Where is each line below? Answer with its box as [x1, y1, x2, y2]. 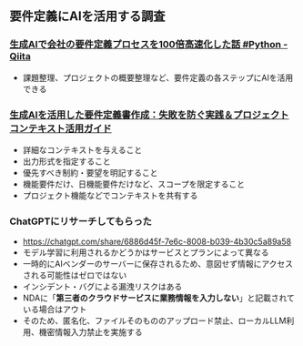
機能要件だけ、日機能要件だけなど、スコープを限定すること [22, 178, 246, 189]
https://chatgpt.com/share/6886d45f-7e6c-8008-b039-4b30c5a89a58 [22, 236, 292, 248]
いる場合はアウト [22, 304, 87, 315]
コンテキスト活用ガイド [9, 122, 112, 135]
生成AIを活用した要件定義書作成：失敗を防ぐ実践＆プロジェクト [9, 108, 289, 121]
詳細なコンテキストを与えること [22, 144, 143, 155]
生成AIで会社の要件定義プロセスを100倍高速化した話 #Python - [9, 38, 288, 51]
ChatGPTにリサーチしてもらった [9, 215, 153, 228]
